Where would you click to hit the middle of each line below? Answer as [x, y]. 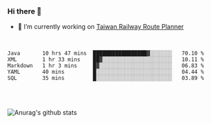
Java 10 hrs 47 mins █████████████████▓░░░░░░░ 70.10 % [105, 53]
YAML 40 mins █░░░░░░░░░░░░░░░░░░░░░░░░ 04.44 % [105, 72]
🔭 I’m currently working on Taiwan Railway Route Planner [101, 27]
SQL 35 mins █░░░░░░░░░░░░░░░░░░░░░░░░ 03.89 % [105, 78]
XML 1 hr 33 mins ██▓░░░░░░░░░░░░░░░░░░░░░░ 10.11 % [105, 60]
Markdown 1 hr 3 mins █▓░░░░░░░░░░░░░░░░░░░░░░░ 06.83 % [105, 66]
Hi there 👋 [25, 11]
